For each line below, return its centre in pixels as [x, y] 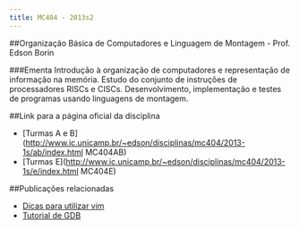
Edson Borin [32, 52]
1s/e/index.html [50, 171]
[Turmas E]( [44, 161]
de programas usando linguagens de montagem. [99, 98]
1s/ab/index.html [52, 152]
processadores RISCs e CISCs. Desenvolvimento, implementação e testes [145, 89]
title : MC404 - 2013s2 [51, 17]
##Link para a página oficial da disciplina [85, 115]
